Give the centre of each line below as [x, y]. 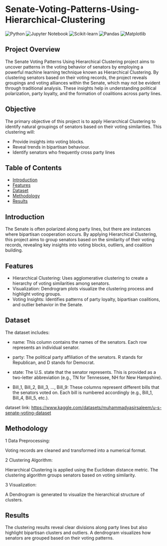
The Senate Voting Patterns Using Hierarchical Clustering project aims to [80, 62]
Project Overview [33, 49]
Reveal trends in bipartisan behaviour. [51, 147]
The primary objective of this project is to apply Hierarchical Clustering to [81, 121]
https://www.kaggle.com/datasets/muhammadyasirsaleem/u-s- [96, 407]
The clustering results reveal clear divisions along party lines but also [76, 527]
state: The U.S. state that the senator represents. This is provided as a [84, 372]
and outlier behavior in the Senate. [48, 305]
